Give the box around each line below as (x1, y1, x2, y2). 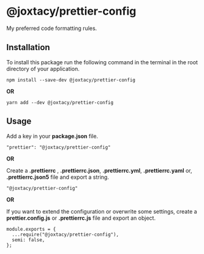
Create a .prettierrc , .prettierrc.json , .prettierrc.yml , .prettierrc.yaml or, (6, 166, 192, 174)
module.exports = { (6, 226, 56, 232)
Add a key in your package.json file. (6, 132, 99, 140)
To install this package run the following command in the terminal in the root (6, 58, 198, 65)
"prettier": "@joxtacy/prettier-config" (6, 144, 111, 151)
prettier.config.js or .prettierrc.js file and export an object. (6, 214, 156, 222)
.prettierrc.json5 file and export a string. (6, 173, 109, 181)
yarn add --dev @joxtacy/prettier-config (6, 99, 114, 105)
